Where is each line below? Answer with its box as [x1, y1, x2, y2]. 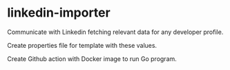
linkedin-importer [7, 5, 111, 21]
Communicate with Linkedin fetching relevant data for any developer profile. [7, 28, 224, 36]
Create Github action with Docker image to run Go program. [7, 54, 178, 63]
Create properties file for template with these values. [7, 41, 157, 49]
